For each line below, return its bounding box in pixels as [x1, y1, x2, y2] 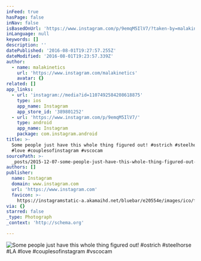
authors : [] [6, 164, 36, 170]
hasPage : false [6, 14, 44, 20]
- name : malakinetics [11, 64, 66, 70]
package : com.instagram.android [17, 131, 98, 137]
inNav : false [6, 20, 39, 26]
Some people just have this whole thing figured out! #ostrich [11, 142, 172, 148]
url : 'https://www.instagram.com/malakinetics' [17, 70, 138, 76]
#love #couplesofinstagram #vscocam [11, 148, 103, 153]
